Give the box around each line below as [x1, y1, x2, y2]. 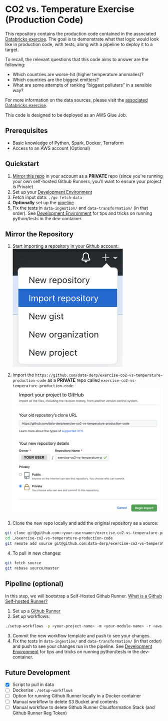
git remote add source [5, 541, 52, 546]
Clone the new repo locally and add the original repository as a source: [12, 520, 158, 526]
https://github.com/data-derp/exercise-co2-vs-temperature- [34, 373, 163, 378]
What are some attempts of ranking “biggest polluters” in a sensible [12, 82, 152, 88]
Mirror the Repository [5, 230, 74, 238]
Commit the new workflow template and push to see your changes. [12, 632, 151, 638]
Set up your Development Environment [12, 189, 92, 195]
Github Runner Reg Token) [12, 709, 67, 716]
